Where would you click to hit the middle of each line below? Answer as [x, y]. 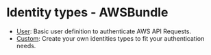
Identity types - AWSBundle [87, 13]
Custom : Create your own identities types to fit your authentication [110, 38]
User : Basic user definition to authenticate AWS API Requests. [104, 31]
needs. [26, 45]
